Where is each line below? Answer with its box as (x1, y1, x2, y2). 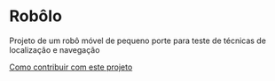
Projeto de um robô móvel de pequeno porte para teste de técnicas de (9, 35, 266, 46)
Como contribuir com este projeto (9, 62, 133, 72)
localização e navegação (9, 44, 100, 55)
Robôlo (9, 6, 62, 26)
